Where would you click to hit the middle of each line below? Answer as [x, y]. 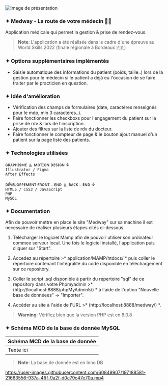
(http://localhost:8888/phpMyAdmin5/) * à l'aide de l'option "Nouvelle [86, 290]
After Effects [20, 174]
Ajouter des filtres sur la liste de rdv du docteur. [63, 129]
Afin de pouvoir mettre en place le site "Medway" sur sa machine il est [79, 222]
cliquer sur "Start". [32, 249]
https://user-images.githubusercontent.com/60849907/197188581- [76, 372]
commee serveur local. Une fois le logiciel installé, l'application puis [84, 243]
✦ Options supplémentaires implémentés [57, 61]
